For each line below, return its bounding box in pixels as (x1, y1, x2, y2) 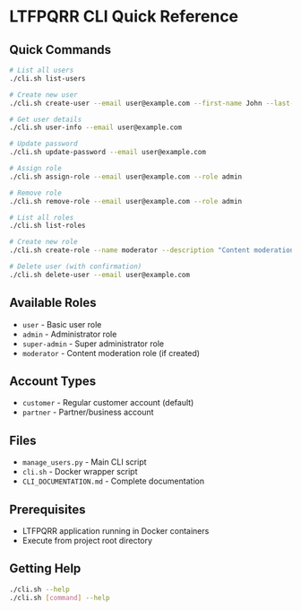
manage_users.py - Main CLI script (21, 457, 147, 467)
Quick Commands (9, 42, 112, 57)
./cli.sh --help (9, 585, 70, 594)
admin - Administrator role (21, 328, 117, 339)
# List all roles (9, 213, 74, 222)
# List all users (9, 65, 74, 74)
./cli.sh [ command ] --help (9, 593, 110, 602)
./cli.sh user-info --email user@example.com (9, 123, 182, 132)
